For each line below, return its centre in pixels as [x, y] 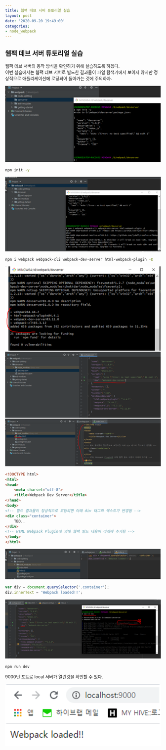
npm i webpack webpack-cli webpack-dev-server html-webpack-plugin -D [79, 260]
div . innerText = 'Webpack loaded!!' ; [44, 593]
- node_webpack [21, 31]
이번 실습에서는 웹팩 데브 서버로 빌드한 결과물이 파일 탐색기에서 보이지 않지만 [79, 72]
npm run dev [17, 667]
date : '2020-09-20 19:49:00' [35, 21]
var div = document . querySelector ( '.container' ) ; [57, 587]
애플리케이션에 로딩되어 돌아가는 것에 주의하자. [67, 78]
